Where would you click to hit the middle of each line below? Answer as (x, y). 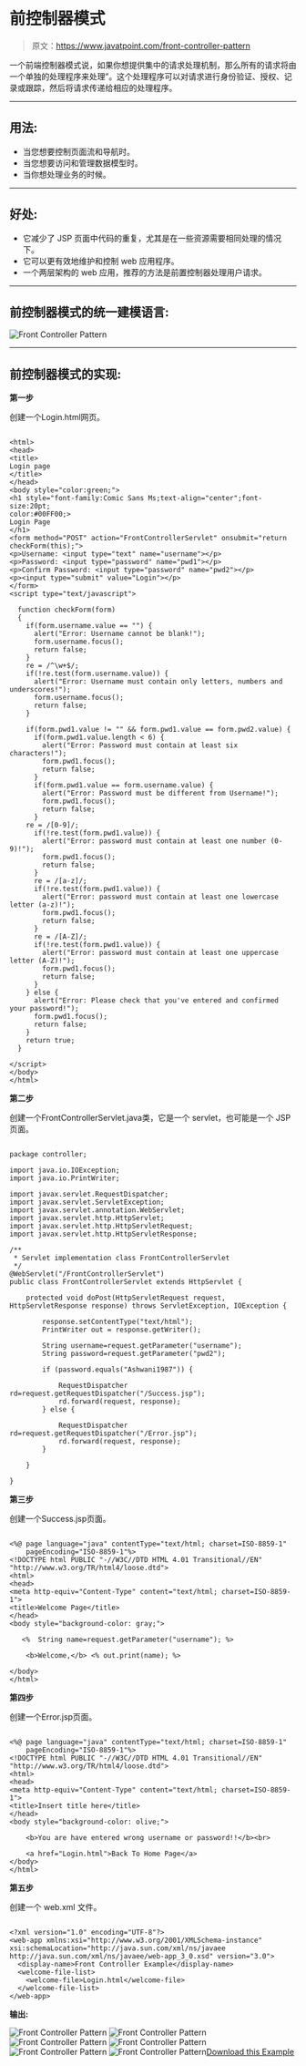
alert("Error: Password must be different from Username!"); (161, 794)
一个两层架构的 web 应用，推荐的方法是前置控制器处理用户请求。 (144, 272)
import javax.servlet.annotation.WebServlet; (97, 1210)
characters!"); (38, 754)
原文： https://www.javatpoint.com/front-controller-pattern (141, 46)
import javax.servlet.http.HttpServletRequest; (102, 1227)
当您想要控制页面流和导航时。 (78, 151)
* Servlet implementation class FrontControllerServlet (122, 1259)
